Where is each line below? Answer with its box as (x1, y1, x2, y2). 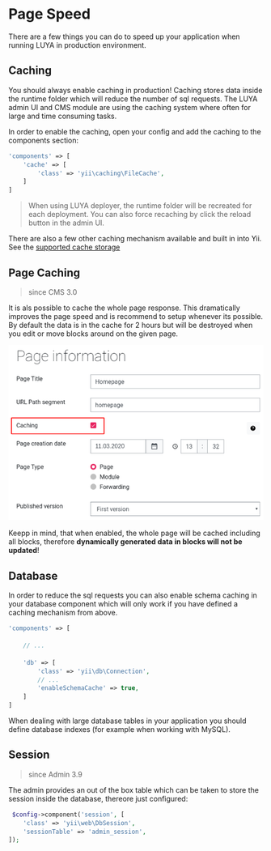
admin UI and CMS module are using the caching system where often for (8, 102, 251, 112)
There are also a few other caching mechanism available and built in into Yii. (8, 234, 262, 244)
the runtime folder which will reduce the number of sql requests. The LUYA (8, 94, 258, 104)
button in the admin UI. (28, 218, 105, 228)
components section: (8, 135, 79, 145)
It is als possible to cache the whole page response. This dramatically (8, 303, 240, 313)
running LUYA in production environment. (8, 40, 147, 49)
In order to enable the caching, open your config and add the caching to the (8, 126, 261, 136)
